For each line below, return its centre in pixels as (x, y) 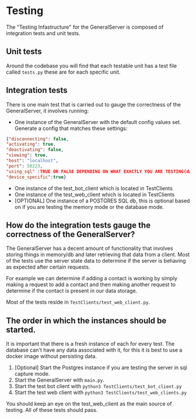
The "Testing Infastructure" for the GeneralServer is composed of (85, 27)
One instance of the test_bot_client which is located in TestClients (94, 188)
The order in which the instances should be (86, 320)
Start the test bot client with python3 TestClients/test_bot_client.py (98, 386)
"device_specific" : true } (36, 177)
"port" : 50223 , (24, 166)
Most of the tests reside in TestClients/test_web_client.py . (78, 302)
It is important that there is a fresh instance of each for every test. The (90, 344)
